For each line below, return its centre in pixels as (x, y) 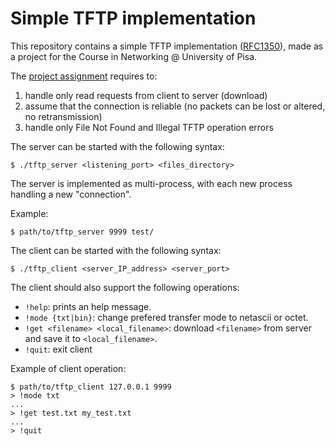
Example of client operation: (68, 368)
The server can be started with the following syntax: (117, 146)
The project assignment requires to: (84, 76)
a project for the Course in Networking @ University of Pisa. (134, 56)
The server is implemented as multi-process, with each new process (151, 183)
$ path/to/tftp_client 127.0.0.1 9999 (91, 387)
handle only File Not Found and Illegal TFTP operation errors (149, 127)
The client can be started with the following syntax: (116, 250)
